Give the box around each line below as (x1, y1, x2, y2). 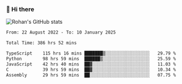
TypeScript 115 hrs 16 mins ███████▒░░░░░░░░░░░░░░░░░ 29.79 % (6, 50, 176, 57)
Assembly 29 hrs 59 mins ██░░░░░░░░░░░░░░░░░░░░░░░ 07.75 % (6, 72, 176, 78)
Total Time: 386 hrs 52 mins (6, 40, 77, 46)
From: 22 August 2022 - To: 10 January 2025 (6, 30, 116, 35)
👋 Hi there (6, 5, 35, 13)
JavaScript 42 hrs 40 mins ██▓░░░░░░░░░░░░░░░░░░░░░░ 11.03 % (6, 61, 176, 67)
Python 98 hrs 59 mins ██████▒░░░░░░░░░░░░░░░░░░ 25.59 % (6, 56, 176, 61)
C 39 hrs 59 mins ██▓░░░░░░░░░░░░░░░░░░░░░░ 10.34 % (6, 67, 176, 72)
